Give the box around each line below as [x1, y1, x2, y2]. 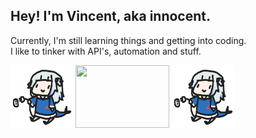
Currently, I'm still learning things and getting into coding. [10, 34, 247, 46]
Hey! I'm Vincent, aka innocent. [10, 8, 211, 25]
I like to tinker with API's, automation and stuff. [10, 45, 202, 57]
